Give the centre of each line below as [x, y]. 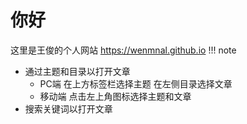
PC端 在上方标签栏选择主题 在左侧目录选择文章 [136, 83]
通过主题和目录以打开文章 [77, 71]
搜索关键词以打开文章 [68, 108]
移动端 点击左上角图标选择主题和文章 [115, 96]
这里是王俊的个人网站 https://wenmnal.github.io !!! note [123, 50]
